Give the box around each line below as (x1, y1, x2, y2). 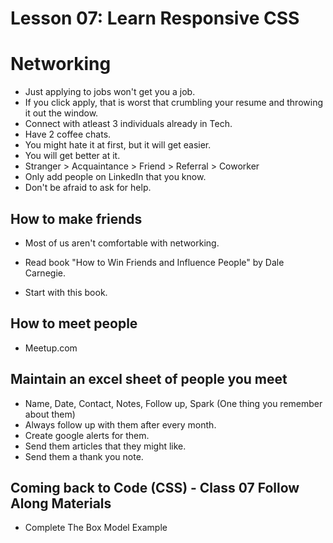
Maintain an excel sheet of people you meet (10, 371, 288, 388)
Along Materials (10, 495, 112, 512)
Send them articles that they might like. (24, 440, 187, 452)
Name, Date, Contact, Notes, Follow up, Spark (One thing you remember (24, 397, 323, 409)
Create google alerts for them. (24, 429, 150, 441)
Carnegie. (24, 267, 66, 279)
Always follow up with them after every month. (24, 418, 217, 431)
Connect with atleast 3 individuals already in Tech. (24, 118, 233, 130)
